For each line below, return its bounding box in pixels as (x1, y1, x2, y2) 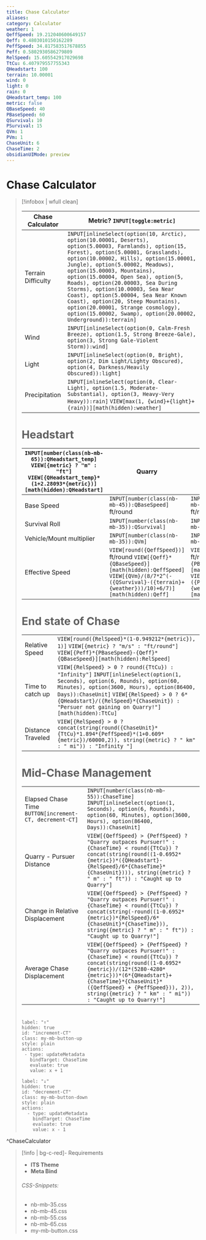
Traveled (24, 734, 50, 742)
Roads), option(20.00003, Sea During (67, 280, 178, 287)
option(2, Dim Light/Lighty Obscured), (67, 358, 184, 365)
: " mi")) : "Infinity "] (57, 743, 133, 750)
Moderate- (129, 384, 159, 392)
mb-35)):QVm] (109, 538, 147, 546)
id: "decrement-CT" (21, 1089, 72, 1095)
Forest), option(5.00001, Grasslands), (67, 249, 184, 256)
